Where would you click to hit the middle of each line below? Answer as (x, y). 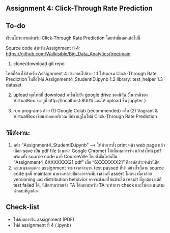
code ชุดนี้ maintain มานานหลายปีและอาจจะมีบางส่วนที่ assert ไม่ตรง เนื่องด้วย (82, 174)
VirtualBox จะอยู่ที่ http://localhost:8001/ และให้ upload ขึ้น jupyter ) (80, 101)
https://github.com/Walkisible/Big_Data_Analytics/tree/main (68, 54)
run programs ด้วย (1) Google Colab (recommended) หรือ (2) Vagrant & (86, 111)
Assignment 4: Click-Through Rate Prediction (79, 8)
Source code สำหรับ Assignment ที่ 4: (43, 48)
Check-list (23, 207)
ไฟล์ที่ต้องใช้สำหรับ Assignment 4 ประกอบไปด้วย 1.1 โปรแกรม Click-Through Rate (81, 74)
